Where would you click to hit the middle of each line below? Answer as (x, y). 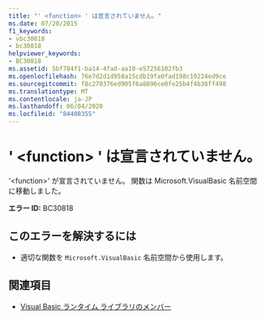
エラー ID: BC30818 (41, 208)
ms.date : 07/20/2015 (43, 24)
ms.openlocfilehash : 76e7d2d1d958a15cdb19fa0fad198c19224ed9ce (118, 76)
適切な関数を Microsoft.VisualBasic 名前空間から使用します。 (124, 257)
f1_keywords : (30, 31)
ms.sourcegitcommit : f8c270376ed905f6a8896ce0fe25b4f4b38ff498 (118, 84)
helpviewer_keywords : (45, 54)
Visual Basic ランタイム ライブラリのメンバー (96, 306)
